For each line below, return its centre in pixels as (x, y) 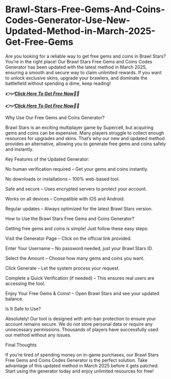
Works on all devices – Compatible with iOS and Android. (65, 198)
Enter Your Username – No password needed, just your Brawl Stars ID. (79, 248)
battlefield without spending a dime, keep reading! (58, 83)
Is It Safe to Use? (23, 308)
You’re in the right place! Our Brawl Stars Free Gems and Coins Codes (79, 61)
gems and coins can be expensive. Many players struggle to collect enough (85, 133)
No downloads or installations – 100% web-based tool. (63, 179)
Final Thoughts (21, 345)
